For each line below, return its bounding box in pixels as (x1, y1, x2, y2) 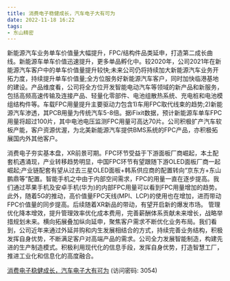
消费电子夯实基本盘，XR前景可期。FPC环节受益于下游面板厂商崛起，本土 (7, 149, 213, 158)
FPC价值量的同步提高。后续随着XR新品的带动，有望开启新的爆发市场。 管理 (7, 200, 220, 209)
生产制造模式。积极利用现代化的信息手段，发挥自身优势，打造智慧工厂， (18, 243, 223, 252)
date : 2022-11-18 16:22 (7, 16, 75, 23)
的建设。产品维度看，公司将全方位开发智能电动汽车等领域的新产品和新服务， (7, 83, 223, 91)
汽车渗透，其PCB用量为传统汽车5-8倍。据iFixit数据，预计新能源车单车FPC (12, 109, 222, 117)
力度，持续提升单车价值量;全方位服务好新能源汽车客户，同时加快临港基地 (12, 75, 219, 83)
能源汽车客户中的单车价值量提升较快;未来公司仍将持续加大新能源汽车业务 (7, 66, 214, 74)
